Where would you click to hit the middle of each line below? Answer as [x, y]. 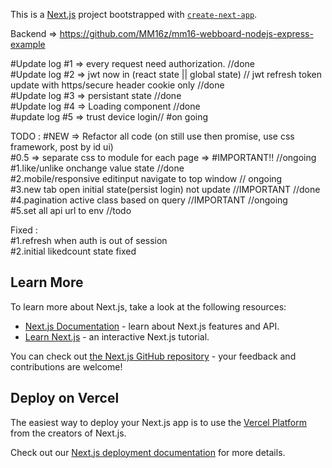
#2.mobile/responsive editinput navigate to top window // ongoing [146, 178]
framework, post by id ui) [62, 147]
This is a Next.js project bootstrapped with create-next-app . [134, 14]
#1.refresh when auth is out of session [89, 240]
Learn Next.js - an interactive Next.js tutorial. [117, 336]
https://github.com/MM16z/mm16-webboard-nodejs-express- [186, 33]
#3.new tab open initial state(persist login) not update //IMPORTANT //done [165, 189]
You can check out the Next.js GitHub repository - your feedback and [153, 356]
